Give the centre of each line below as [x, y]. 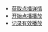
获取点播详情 [27, 8]
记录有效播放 [27, 23]
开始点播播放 [27, 16]
